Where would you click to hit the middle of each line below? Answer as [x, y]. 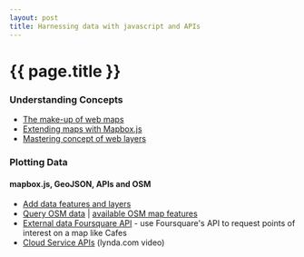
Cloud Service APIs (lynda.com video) [93, 242]
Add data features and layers [77, 204]
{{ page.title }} [65, 71]
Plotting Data [39, 162]
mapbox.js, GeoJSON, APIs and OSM [80, 183]
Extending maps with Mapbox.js [82, 129]
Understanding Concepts [66, 99]
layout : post [34, 18]
